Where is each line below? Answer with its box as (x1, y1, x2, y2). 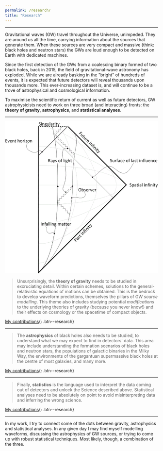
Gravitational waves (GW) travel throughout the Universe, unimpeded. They (5, 32, 156, 37)
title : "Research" (5, 13, 42, 18)
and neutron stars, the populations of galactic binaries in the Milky (16, 348, 149, 354)
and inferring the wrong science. (16, 397, 82, 403)
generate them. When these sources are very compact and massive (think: (5, 42, 154, 48)
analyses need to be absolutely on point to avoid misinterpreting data (16, 392, 155, 398)
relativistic (16, 288, 38, 294)
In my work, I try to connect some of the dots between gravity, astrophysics (5, 420, 156, 426)
